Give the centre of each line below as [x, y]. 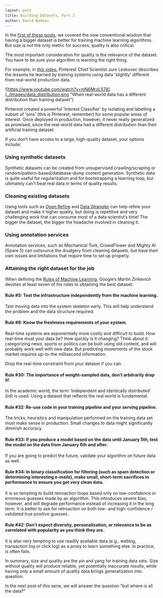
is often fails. [18, 551]
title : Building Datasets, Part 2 [40, 15]
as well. [13, 460]
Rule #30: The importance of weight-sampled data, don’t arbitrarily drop [80, 375]
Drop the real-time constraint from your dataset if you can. [64, 363]
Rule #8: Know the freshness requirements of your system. [66, 322]
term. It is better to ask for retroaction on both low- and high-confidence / [79, 508]
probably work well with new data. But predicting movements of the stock [79, 349]
